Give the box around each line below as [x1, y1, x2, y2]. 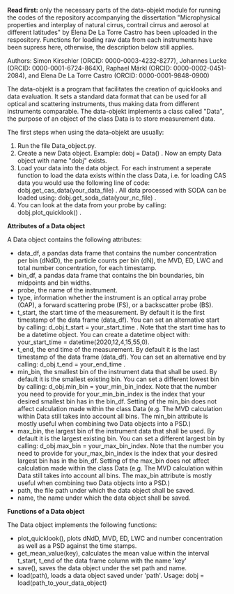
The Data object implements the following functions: [7, 521, 157, 529]
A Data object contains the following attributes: [7, 235, 142, 244]
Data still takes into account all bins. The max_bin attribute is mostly [17, 471, 212, 480]
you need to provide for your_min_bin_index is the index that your [17, 390, 205, 398]
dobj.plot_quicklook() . [17, 209, 82, 216]
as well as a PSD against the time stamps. [17, 542, 137, 550]
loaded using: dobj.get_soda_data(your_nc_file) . [17, 193, 157, 202]
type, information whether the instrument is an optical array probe [17, 293, 207, 302]
